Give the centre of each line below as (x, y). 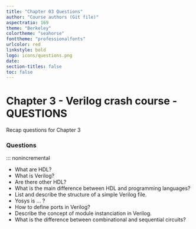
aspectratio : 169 (27, 22)
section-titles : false (34, 66)
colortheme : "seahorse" (35, 34)
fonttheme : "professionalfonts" (46, 39)
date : (13, 61)
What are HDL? (33, 169)
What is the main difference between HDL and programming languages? (102, 188)
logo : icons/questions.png (39, 55)
